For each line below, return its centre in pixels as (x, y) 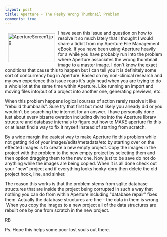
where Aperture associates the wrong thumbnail (107, 60)
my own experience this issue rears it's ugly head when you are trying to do (83, 81)
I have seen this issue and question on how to (105, 33)
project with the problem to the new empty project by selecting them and (80, 153)
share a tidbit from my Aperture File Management (109, 44)
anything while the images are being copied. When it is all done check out (81, 164)
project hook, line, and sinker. (35, 174)
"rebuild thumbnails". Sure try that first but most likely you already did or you (84, 106)
